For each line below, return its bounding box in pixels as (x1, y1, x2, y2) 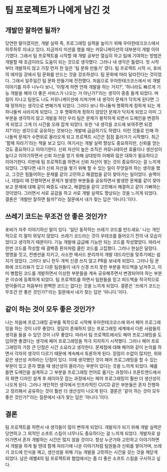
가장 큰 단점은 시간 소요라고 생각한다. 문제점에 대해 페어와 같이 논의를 (22, 344, 157, 350)
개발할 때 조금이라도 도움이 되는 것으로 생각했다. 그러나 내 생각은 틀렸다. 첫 (5, 59, 150, 65)
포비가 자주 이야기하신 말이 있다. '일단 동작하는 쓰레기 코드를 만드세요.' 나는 (5, 226, 151, 232)
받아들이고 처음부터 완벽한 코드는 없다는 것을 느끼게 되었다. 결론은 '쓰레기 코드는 (5, 283, 161, 289)
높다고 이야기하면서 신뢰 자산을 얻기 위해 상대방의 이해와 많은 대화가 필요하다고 (5, 153, 159, 158)
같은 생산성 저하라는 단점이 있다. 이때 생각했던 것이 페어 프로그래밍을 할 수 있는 (5, 357, 158, 363)
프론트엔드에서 (132, 369, 161, 375)
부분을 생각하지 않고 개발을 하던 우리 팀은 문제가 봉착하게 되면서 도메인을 (5, 115, 146, 121)
